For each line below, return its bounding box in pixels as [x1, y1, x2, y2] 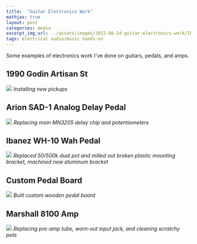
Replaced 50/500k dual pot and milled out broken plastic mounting [13, 152, 176, 159]
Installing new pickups [13, 85, 67, 92]
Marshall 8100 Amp [6, 209, 79, 219]
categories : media [6, 25, 51, 31]
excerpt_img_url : [6, 31, 49, 36]
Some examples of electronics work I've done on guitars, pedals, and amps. [6, 52, 189, 59]
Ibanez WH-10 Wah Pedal [6, 136, 101, 146]
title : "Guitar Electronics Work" [6, 8, 93, 15]
